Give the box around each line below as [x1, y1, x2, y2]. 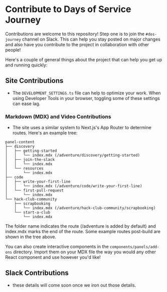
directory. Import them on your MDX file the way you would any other [13, 249, 156, 255]
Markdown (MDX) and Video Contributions [5, 113, 111, 120]
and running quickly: [5, 62, 48, 68]
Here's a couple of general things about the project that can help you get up [5, 56, 162, 62]
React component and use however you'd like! [5, 254, 101, 260]
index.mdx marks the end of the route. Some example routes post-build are [5, 229, 160, 235]
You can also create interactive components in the [5, 244, 109, 250]
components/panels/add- [109, 245, 159, 250]
